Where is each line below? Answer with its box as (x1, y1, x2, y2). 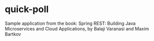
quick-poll (5, 4, 49, 15)
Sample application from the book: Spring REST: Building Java (5, 20, 136, 26)
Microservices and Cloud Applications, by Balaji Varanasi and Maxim (5, 25, 149, 31)
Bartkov (5, 31, 21, 37)
